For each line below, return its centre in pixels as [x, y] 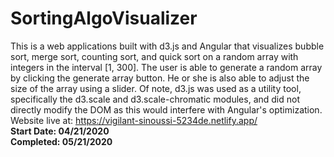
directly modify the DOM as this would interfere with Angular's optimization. [166, 109]
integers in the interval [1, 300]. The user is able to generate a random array [166, 67]
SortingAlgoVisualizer [104, 18]
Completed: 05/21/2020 [61, 141]
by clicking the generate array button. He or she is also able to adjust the [160, 78]
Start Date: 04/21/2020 [60, 131]
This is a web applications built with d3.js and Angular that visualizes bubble [167, 46]
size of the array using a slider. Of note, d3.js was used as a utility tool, [156, 88]
